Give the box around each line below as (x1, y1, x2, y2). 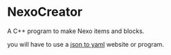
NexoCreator (7, 4, 83, 20)
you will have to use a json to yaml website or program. (7, 40, 165, 48)
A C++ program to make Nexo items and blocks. (7, 27, 145, 35)
